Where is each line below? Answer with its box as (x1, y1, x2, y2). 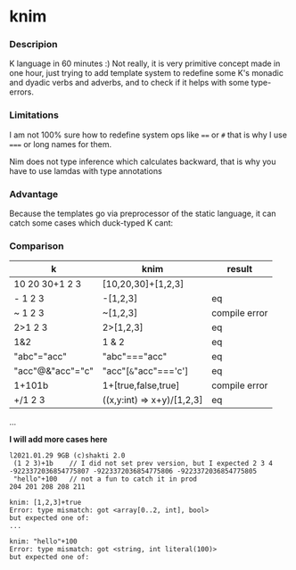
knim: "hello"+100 (9, 537, 78, 546)
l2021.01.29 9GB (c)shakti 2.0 (9, 451, 126, 460)
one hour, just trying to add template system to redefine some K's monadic (9, 68, 284, 78)
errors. (9, 87, 34, 97)
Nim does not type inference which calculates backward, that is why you (9, 156, 276, 167)
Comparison (9, 240, 64, 252)
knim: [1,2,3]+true (9, 498, 82, 508)
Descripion (9, 38, 58, 51)
